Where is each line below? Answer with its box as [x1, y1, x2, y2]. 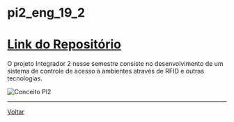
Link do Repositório [7, 37, 122, 53]
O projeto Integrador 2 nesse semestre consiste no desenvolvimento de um [7, 60, 224, 68]
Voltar [7, 107, 24, 116]
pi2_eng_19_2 [7, 5, 86, 21]
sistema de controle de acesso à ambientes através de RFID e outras [7, 67, 204, 76]
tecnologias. [7, 74, 43, 82]
